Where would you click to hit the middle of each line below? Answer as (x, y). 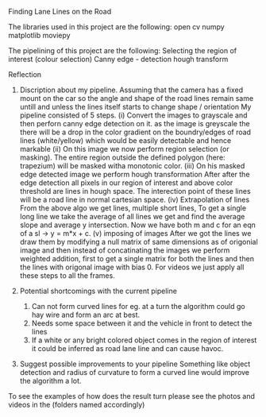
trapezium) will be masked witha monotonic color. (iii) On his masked (132, 166)
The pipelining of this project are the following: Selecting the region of (123, 50)
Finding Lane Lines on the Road (60, 12)
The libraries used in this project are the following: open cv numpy (116, 27)
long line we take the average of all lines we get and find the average (132, 216)
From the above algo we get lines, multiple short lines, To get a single (133, 208)
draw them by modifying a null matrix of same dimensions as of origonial (139, 242)
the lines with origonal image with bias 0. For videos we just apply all (132, 267)
